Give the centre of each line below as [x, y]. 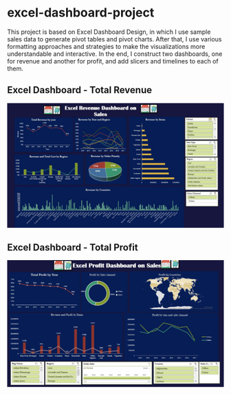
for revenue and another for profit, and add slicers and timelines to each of [113, 61]
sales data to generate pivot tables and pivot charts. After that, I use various [114, 39]
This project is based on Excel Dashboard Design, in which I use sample [109, 32]
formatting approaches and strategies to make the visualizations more [106, 46]
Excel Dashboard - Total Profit [73, 247]
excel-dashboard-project [81, 13]
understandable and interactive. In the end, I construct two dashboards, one [115, 54]
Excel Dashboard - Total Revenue [80, 90]
